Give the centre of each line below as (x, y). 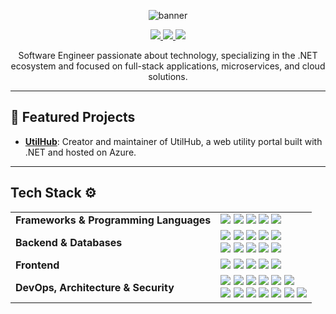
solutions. (168, 76)
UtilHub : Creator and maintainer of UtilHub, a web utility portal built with (173, 141)
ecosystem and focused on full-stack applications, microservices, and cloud (168, 66)
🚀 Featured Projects (73, 117)
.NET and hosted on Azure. (80, 152)
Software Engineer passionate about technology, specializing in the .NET (168, 55)
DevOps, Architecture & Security (95, 287)
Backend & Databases (69, 242)
